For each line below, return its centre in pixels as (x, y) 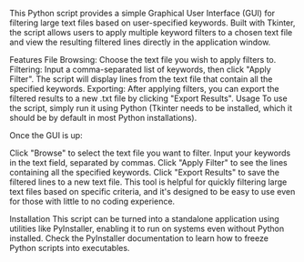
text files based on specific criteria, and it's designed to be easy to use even (152, 191)
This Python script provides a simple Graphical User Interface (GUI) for (142, 13)
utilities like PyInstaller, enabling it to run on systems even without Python (147, 228)
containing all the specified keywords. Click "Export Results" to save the (145, 172)
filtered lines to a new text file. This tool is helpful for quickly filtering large (148, 182)
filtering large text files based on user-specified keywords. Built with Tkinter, (152, 23)
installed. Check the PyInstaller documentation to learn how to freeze (139, 238)
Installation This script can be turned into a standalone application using (144, 219)
